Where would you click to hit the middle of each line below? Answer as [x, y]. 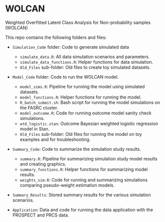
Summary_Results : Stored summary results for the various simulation [82, 195]
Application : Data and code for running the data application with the [83, 210]
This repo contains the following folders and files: [56, 37]
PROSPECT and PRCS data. [41, 215]
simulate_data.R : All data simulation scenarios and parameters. [85, 56]
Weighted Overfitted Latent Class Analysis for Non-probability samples [78, 22]
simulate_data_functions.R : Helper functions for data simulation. [86, 62]
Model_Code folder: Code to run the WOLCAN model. [65, 77]
